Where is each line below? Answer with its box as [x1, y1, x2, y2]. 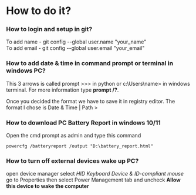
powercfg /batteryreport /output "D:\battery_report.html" [6, 143, 154, 149]
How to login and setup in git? [6, 25, 93, 33]
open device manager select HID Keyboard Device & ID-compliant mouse [6, 170, 184, 177]
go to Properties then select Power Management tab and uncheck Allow [6, 176, 181, 183]
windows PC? [6, 66, 46, 75]
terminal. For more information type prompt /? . [6, 86, 119, 93]
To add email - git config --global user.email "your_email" [6, 45, 145, 52]
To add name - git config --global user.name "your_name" [6, 38, 147, 45]
